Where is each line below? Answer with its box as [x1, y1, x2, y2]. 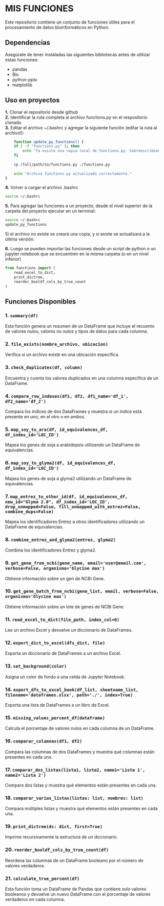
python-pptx [12, 76, 38, 82]
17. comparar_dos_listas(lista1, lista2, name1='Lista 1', [5, 766, 145, 773]
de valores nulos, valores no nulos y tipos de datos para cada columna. [5, 329, 148, 334]
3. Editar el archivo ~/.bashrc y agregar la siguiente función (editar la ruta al [5, 124, 157, 130]
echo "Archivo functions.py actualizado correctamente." [14, 171, 132, 176]
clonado [5, 119, 21, 125]
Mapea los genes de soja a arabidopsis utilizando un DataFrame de [5, 442, 140, 448]
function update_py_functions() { [14, 139, 84, 144]
